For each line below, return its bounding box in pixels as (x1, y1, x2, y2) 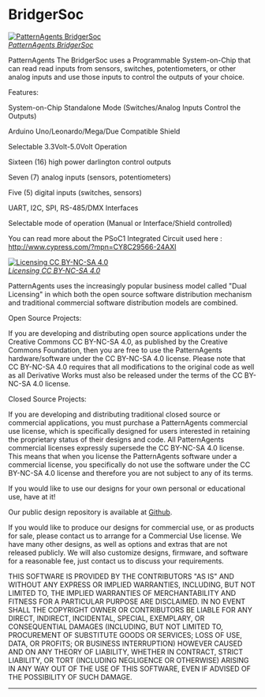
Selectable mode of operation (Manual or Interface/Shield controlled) (8, 218, 233, 228)
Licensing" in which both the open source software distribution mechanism (8, 289, 252, 299)
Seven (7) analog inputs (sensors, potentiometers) (8, 172, 171, 182)
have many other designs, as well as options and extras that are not (8, 539, 228, 548)
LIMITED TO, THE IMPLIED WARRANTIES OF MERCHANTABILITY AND (8, 588, 237, 597)
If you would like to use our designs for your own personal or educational (8, 484, 246, 493)
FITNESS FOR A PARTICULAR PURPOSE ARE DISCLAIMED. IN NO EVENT (8, 597, 246, 606)
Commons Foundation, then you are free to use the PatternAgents (8, 345, 222, 355)
